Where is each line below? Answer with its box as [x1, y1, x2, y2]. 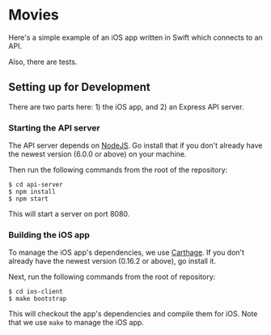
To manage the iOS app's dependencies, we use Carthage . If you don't [8, 247, 245, 257]
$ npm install [8, 188, 57, 196]
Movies [8, 6, 59, 24]
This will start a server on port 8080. [8, 209, 130, 219]
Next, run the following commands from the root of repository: [8, 272, 216, 281]
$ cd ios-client [8, 288, 63, 296]
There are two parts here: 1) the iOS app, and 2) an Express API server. [8, 101, 244, 111]
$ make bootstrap [8, 294, 67, 303]
